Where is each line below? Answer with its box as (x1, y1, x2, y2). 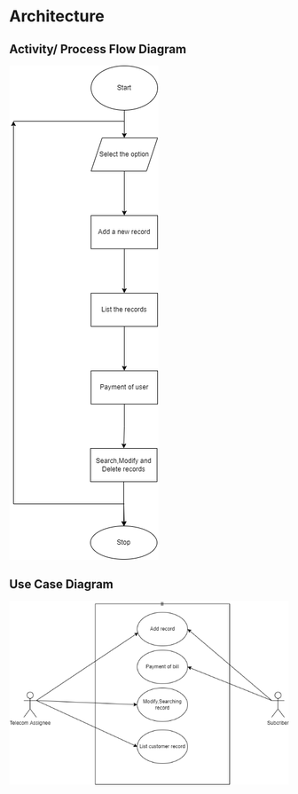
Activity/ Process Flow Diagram (9, 42, 187, 57)
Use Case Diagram (9, 577, 114, 592)
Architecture (9, 6, 105, 27)
